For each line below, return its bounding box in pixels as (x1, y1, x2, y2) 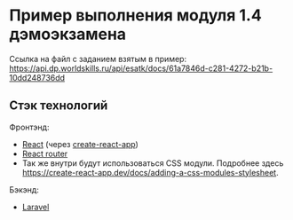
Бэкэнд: (9, 184, 40, 195)
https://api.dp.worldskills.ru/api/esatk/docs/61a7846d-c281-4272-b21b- (9, 63, 273, 74)
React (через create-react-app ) (21, 138, 139, 149)
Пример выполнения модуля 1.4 (9, 5, 262, 26)
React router (21, 148, 68, 159)
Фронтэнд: (9, 122, 50, 132)
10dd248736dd (9, 72, 65, 82)
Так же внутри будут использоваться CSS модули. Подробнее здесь (21, 157, 284, 169)
